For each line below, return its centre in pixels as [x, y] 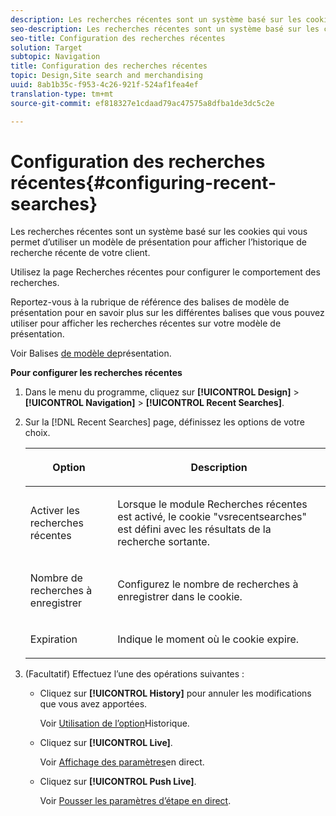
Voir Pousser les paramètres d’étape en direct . [135, 801]
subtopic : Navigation [55, 57]
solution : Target [46, 47]
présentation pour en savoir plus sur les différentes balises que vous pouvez [167, 313]
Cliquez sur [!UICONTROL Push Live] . [118, 782]
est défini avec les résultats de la [194, 529]
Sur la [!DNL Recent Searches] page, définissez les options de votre [164, 422]
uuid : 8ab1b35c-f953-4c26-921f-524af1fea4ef [104, 85]
